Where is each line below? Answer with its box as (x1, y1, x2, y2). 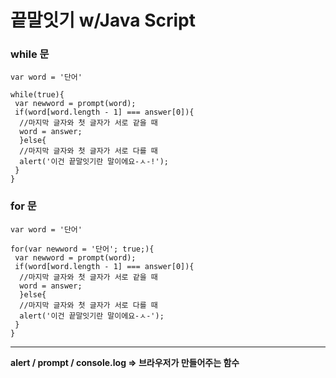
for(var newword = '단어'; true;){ (10, 244, 155, 254)
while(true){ (10, 90, 65, 100)
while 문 (10, 47, 50, 61)
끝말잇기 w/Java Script (10, 9, 196, 32)
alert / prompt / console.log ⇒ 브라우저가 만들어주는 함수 (10, 356, 240, 368)
